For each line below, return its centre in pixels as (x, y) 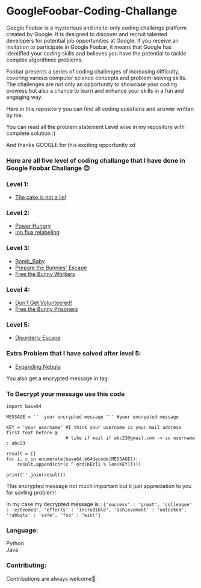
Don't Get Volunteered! (43, 303)
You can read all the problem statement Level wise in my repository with (96, 127)
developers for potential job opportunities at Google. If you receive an (92, 40)
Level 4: (18, 289)
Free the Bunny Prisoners (46, 309)
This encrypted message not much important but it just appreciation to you (99, 486)
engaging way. (25, 97)
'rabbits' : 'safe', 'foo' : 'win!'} (54, 515)
